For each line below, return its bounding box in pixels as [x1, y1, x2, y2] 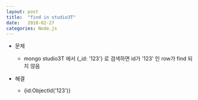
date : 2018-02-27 [6, 20, 55, 26]
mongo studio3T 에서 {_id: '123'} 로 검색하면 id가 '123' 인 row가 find [23, 55, 187, 62]
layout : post [6, 8, 39, 15]
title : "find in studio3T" [6, 14, 76, 20]
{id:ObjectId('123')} [23, 87, 71, 94]
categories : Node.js [6, 25, 58, 32]
